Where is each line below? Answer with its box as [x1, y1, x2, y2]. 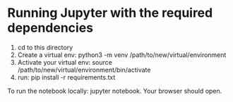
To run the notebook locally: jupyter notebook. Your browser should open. [7, 87, 222, 95]
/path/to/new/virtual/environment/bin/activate [17, 65, 151, 74]
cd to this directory [17, 43, 73, 51]
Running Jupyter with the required [7, 5, 213, 21]
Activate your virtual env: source [17, 58, 113, 66]
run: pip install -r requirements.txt [17, 72, 116, 82]
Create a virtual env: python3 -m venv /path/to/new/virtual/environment [17, 51, 227, 59]
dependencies [7, 20, 94, 36]
